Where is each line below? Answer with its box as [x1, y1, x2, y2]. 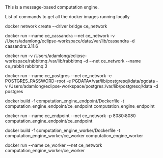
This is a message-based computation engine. [5, 4, 99, 10]
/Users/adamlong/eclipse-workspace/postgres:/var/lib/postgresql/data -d [8, 83, 159, 89]
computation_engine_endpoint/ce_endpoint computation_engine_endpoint [5, 103, 155, 109]
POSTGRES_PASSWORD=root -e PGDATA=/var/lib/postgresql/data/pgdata [5, 78, 155, 84]
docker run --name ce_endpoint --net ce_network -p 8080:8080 [5, 113, 136, 119]
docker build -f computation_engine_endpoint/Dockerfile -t [5, 98, 124, 104]
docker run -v [5, 53, 33, 59]
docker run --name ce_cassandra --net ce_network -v [5, 33, 115, 38]
